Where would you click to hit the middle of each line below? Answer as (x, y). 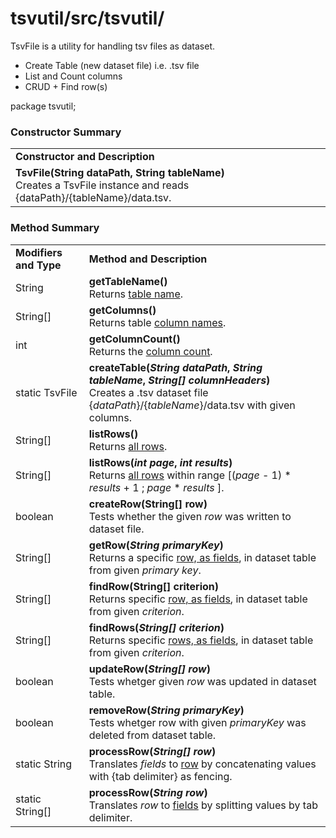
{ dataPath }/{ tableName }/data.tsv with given (192, 405)
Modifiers (39, 252)
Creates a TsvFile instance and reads (102, 185)
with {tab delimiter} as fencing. (160, 776)
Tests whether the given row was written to (190, 516)
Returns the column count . (150, 351)
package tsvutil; (43, 106)
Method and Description (148, 259)
